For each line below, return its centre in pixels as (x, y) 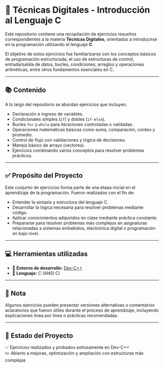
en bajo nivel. (26, 233)
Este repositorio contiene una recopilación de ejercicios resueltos (71, 34)
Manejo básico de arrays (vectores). (49, 145)
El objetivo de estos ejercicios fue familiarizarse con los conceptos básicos (81, 54)
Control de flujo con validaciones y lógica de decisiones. (69, 140)
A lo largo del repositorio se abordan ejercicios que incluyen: (66, 104)
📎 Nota (15, 293)
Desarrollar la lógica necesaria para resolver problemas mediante (78, 207)
